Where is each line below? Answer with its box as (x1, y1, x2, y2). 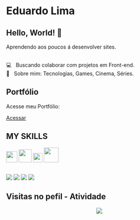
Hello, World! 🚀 (6, 28, 63, 38)
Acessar (6, 114, 27, 121)
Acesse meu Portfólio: (6, 102, 60, 110)
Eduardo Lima (6, 4, 75, 18)
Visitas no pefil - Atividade (6, 192, 106, 202)
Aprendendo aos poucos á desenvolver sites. (6, 43, 116, 50)
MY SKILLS (6, 131, 48, 141)
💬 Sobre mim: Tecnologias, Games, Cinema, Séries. (6, 70, 134, 77)
